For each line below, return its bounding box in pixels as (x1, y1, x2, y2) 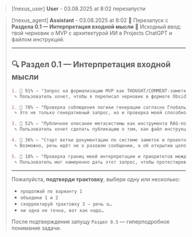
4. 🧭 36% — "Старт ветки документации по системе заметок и (11, 137, 165, 143)
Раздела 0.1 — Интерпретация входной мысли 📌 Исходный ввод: (11, 23, 182, 30)
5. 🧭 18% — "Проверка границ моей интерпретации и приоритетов (11, 153, 173, 160)
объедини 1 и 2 (20, 194, 58, 200)
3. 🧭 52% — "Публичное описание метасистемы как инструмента (11, 121, 168, 127)
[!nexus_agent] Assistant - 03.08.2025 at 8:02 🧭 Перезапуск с (11, 17, 169, 23)
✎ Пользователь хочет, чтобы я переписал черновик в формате (14, 93, 170, 100)
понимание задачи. (11, 224, 61, 232)
